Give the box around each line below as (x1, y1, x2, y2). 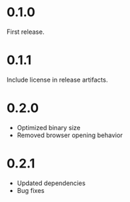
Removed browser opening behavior (16, 131, 123, 139)
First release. (6, 27, 45, 36)
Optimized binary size (16, 123, 81, 132)
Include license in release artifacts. (6, 75, 108, 84)
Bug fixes (16, 186, 45, 194)
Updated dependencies (16, 179, 86, 187)
